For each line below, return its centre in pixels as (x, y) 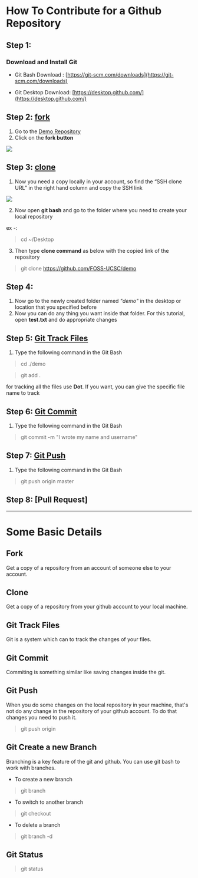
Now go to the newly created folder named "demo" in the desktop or (98, 301)
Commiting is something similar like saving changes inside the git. (86, 672)
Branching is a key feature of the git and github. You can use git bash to (93, 761)
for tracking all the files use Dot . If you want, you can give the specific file (95, 387)
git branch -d (37, 836)
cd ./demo (33, 364)
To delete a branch (37, 825)
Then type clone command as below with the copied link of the (92, 250)
